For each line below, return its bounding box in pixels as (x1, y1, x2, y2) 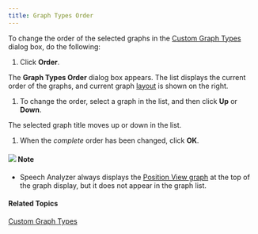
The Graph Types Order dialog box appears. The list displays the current (8, 72, 246, 82)
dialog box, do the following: (8, 41, 101, 52)
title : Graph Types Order (8, 11, 93, 20)
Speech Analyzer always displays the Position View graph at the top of (19, 172, 251, 182)
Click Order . (19, 57, 60, 67)
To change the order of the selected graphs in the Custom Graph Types (8, 33, 241, 43)
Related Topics (8, 199, 59, 209)
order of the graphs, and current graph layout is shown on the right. (8, 81, 229, 90)
